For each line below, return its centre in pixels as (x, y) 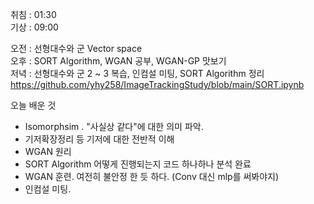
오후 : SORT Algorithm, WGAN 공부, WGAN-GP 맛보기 (118, 61)
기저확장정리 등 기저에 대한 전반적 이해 (99, 139)
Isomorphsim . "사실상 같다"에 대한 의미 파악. (114, 126)
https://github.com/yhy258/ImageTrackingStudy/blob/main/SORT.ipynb (157, 84)
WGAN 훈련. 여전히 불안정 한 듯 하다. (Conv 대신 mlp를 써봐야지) (152, 176)
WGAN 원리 (48, 151)
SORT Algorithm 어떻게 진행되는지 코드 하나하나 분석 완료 (138, 164)
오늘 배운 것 (33, 105)
